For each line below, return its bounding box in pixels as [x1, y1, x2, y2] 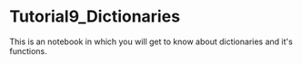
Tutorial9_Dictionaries [9, 6, 180, 27]
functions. [9, 45, 47, 56]
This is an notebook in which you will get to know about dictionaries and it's [9, 36, 293, 47]
